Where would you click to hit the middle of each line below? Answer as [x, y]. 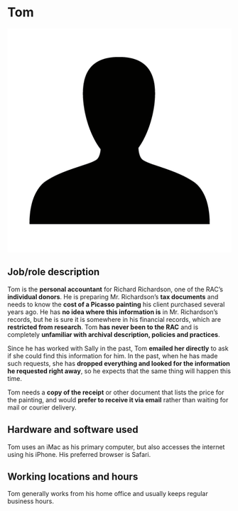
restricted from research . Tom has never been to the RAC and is [103, 327]
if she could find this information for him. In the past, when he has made [113, 355]
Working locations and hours [73, 477]
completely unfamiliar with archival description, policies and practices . [114, 334]
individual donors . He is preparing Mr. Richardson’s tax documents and [113, 296]
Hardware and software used [73, 430]
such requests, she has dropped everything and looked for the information [119, 363]
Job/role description [54, 272]
